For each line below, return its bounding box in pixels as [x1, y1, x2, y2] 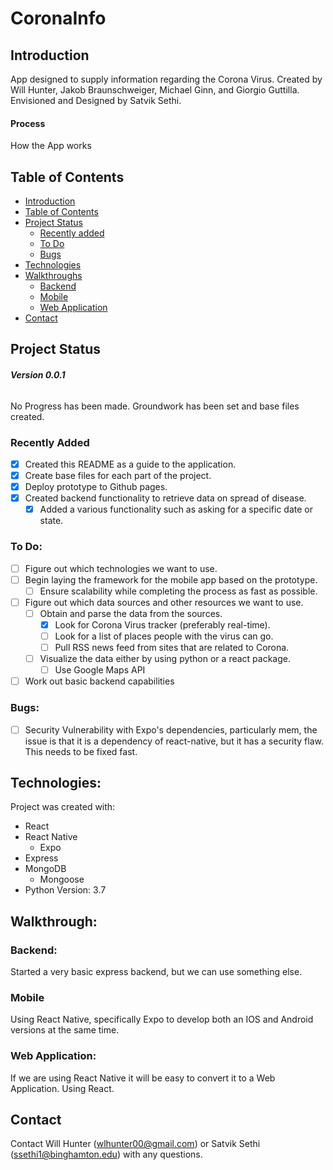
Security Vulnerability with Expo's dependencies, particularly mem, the [24, 723, 318, 736]
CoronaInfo [10, 7, 107, 30]
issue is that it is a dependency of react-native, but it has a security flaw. [24, 735, 325, 747]
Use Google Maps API [54, 664, 146, 676]
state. [39, 515, 64, 527]
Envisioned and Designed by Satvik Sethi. [10, 95, 182, 106]
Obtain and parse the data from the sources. [39, 607, 223, 619]
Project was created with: [10, 801, 116, 813]
